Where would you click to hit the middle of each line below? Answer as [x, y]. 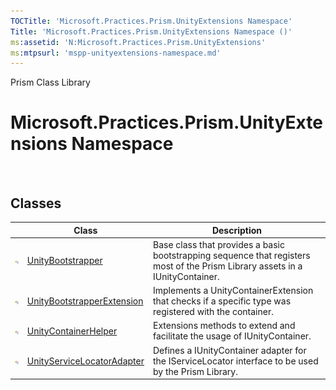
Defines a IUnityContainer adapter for [229, 350]
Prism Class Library [50, 82]
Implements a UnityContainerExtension [233, 290]
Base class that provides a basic [219, 244]
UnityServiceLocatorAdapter [85, 361]
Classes [36, 203]
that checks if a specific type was [222, 301]
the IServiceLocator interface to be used [235, 361]
